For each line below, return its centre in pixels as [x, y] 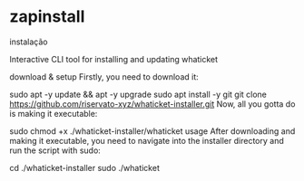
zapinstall [47, 17]
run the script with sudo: [55, 150]
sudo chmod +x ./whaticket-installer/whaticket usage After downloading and [152, 131]
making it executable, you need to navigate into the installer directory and [147, 140]
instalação [29, 42]
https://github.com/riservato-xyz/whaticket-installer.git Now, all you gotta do [152, 104]
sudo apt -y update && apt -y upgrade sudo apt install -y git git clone [138, 94]
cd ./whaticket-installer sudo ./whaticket [85, 167]
